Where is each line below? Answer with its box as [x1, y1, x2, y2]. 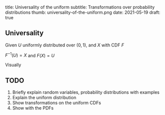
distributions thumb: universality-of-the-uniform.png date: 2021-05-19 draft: [5, 9, 161, 15]
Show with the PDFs [12, 105, 54, 111]
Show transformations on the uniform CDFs [12, 100, 102, 106]
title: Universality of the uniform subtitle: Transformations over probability [5, 4, 155, 10]
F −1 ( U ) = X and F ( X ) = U [5, 51, 55, 58]
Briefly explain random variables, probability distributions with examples [12, 89, 160, 95]
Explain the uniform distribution [12, 95, 77, 101]
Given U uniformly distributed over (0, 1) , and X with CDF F [5, 42, 124, 48]
